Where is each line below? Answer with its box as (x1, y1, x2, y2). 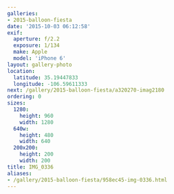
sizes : (7, 100, 26, 107)
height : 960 (19, 112, 54, 119)
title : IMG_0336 (7, 163, 54, 171)
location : (7, 67, 36, 74)
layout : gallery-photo (7, 61, 72, 68)
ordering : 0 (7, 94, 41, 100)
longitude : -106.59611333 (13, 80, 88, 87)
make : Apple (13, 49, 48, 56)
